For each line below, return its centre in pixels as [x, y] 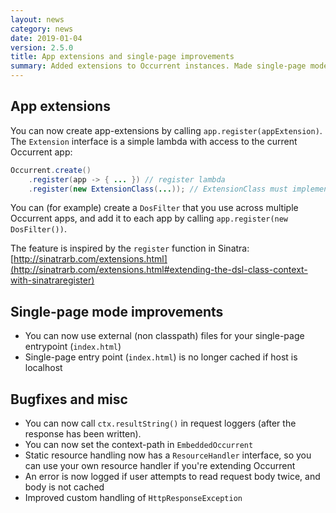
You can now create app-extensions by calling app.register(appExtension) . [166, 130]
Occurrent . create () [51, 170]
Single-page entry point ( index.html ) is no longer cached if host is [161, 357]
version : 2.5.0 [42, 47]
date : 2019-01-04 [46, 38]
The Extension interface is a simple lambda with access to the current [154, 141]
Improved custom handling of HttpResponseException [133, 498]
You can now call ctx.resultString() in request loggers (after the [160, 423]
